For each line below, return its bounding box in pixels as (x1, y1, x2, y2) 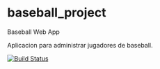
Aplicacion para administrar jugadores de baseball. (7, 41, 153, 49)
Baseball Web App (7, 28, 61, 36)
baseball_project (7, 5, 106, 21)
